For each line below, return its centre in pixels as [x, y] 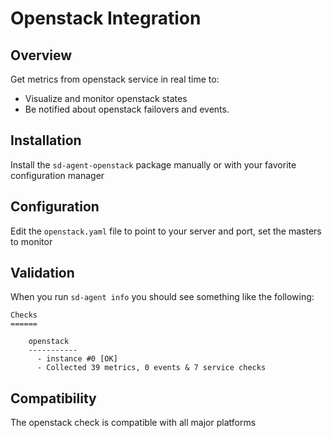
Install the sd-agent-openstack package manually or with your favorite [153, 164]
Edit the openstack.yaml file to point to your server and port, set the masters [166, 231]
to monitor [31, 241]
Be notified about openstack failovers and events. [127, 109]
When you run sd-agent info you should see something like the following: [162, 297]
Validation [42, 273]
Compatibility [53, 398]
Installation [46, 140]
